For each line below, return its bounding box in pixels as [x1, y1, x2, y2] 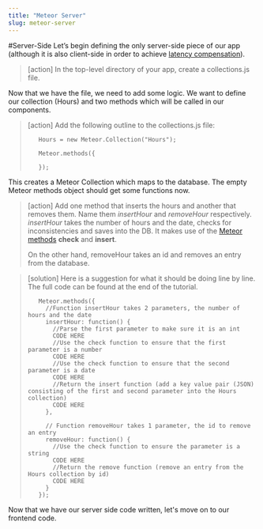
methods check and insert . [27, 234, 117, 244]
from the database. [27, 258, 90, 267]
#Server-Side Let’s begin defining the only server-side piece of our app [8, 40, 241, 50]
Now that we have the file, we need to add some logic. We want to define [8, 88, 246, 97]
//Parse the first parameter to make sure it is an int [52, 325, 241, 333]
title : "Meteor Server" [8, 11, 87, 20]
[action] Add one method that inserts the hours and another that [27, 201, 237, 210]
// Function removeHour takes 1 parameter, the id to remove [45, 421, 251, 429]
